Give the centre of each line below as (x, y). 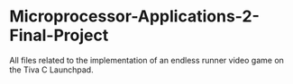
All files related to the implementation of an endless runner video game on (146, 60)
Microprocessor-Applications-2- (134, 17)
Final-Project (59, 35)
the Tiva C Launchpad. (51, 70)
